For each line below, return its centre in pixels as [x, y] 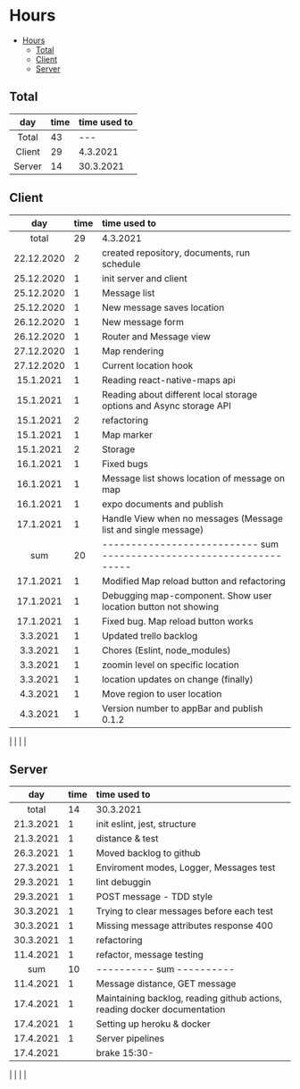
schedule [121, 264]
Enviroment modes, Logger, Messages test [186, 867]
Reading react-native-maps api [168, 380]
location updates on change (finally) [177, 679]
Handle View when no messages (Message [192, 518]
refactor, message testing [150, 955]
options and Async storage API [167, 406]
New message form [143, 322]
